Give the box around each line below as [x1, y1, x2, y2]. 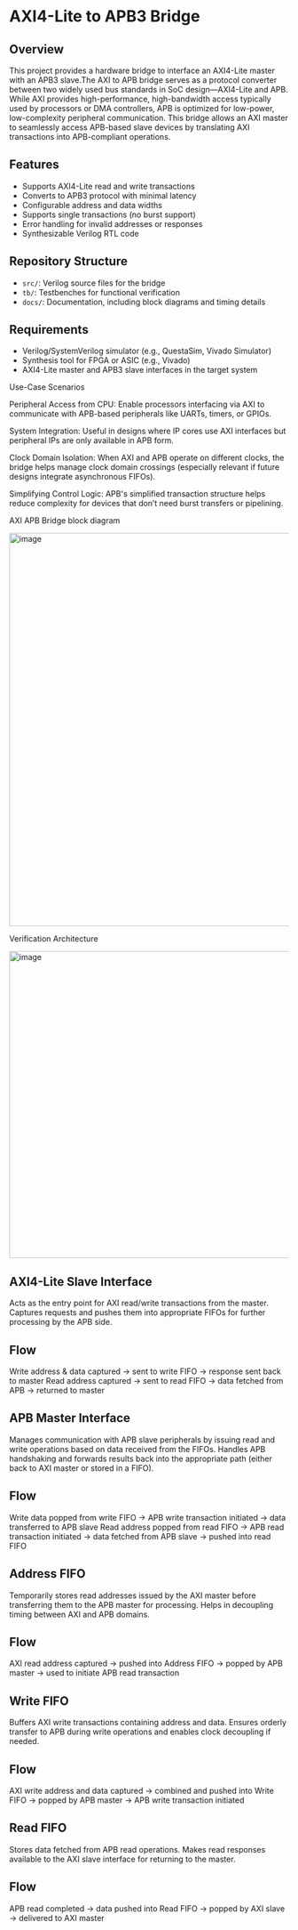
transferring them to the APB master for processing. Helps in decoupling [9, 1599, 273, 1610]
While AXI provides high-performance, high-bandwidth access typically [9, 93, 272, 104]
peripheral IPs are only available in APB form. [9, 435, 175, 446]
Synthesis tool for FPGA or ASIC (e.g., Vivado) [21, 355, 191, 366]
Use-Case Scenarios [9, 382, 85, 392]
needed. [9, 1736, 40, 1747]
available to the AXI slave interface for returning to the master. [9, 1853, 237, 1864]
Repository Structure [9, 254, 129, 269]
